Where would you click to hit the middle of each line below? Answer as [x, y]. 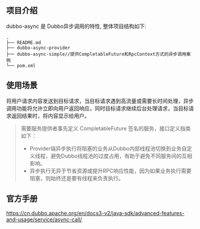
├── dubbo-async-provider [38, 48]
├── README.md [24, 43]
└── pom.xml [21, 65]
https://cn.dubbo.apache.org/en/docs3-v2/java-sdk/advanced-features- [95, 214]
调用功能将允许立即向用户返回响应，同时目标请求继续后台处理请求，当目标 [97, 108]
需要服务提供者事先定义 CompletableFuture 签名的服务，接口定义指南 [106, 128]
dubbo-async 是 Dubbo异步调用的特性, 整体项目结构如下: [76, 26]
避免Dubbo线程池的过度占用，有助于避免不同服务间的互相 [121, 156]
